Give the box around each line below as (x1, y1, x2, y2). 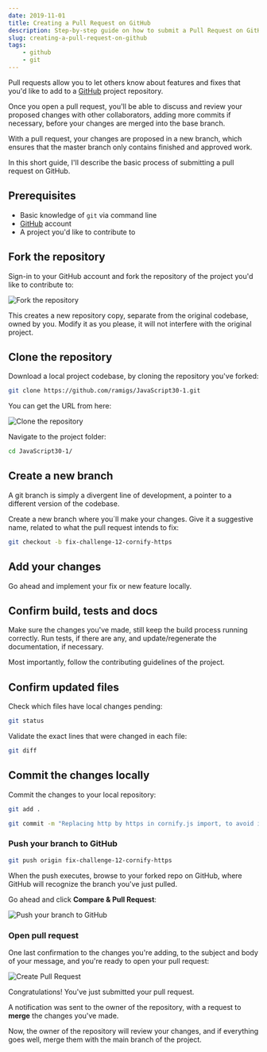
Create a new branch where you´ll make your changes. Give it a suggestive (8, 514, 254, 524)
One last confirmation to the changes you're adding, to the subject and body (8, 947, 258, 957)
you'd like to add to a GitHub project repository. (8, 86, 164, 95)
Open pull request (8, 930, 79, 941)
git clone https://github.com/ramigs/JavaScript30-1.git (8, 387, 201, 395)
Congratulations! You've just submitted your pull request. (8, 987, 195, 996)
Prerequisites (8, 189, 76, 203)
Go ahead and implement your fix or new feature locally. (8, 581, 192, 590)
